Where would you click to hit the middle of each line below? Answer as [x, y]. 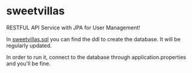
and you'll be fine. [29, 63]
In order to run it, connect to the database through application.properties [96, 57]
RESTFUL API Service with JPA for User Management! [73, 28]
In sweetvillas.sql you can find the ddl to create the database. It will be [93, 39]
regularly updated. [29, 45]
